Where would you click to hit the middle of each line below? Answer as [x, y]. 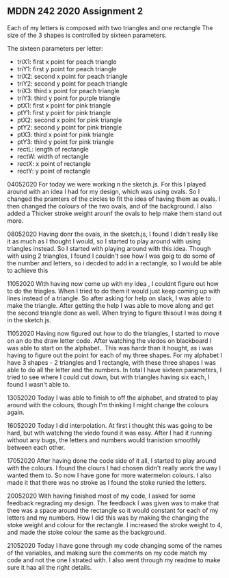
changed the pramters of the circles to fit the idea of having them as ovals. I [114, 199]
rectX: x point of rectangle [54, 163]
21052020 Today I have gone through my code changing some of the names [115, 545]
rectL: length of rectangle [53, 149]
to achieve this [28, 270]
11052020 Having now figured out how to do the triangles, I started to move [113, 333]
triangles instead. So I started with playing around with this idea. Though [109, 248]
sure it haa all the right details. [50, 567]
